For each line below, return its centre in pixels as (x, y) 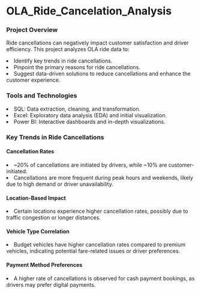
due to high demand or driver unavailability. (60, 184)
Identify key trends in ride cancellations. (63, 61)
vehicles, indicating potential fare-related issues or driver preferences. (93, 251)
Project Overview (32, 30)
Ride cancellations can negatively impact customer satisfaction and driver (97, 43)
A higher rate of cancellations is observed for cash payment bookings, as (104, 278)
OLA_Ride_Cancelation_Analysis (89, 11)
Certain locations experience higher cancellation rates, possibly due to (101, 211)
